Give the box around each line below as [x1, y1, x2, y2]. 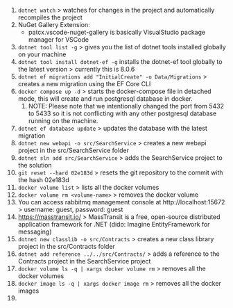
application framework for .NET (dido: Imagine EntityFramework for [17, 220, 210, 228]
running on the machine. [28, 117, 98, 124]
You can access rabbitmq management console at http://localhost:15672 [17, 198, 225, 206]
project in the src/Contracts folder [17, 243, 115, 250]
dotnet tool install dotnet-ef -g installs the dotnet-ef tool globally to [17, 58, 223, 65]
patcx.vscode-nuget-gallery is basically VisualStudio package [28, 28, 206, 36]
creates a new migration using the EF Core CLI [17, 80, 151, 88]
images [17, 286, 40, 295]
